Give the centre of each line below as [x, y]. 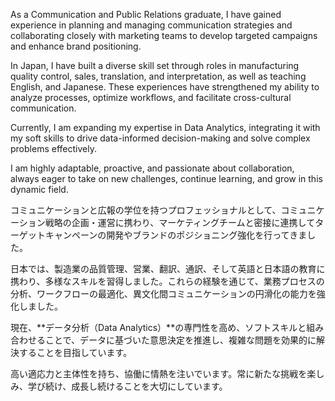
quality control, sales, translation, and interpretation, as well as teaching [158, 76]
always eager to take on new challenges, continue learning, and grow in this [166, 178]
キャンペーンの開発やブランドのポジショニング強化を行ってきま [176, 235]
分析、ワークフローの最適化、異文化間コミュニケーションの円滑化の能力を [163, 293]
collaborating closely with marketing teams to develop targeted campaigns [164, 35]
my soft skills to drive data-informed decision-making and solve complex [160, 138]
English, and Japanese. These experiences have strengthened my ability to [165, 87]
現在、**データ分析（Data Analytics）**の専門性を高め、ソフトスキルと [158, 327]
